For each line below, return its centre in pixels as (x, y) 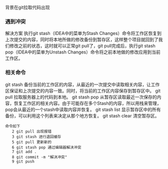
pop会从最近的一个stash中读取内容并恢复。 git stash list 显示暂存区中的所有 (83, 109)
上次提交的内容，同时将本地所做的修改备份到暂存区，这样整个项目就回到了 (82, 39)
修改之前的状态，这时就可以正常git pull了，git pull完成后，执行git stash (82, 46)
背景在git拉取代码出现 (27, 7)
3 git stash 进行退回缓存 (36, 136)
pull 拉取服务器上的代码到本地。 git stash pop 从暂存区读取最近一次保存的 (81, 97)
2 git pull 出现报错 (31, 131)
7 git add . (24, 151)
